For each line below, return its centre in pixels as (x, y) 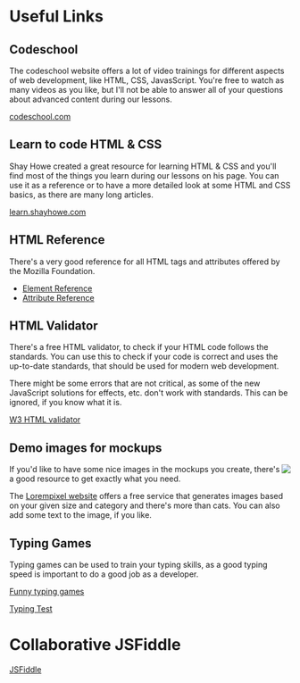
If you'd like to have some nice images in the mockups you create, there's (145, 470)
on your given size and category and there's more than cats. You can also (145, 505)
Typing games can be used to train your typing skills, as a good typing (138, 565)
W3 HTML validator (45, 420)
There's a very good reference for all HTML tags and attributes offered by (145, 262)
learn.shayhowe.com (48, 212)
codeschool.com (40, 117)
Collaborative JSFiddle (95, 645)
